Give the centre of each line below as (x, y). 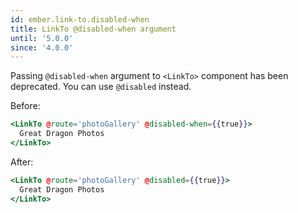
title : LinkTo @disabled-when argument (93, 29)
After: (22, 162)
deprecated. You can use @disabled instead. (101, 87)
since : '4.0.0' (42, 47)
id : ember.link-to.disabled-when (80, 19)
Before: (25, 106)
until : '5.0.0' (42, 38)
